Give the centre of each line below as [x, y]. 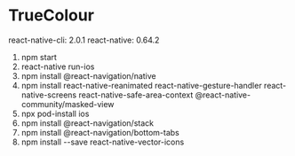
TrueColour [52, 16]
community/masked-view [68, 104]
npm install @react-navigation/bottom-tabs [100, 132]
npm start [39, 57]
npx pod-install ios [55, 113]
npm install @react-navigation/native [88, 75]
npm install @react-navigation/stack [88, 123]
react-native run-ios [58, 66]
